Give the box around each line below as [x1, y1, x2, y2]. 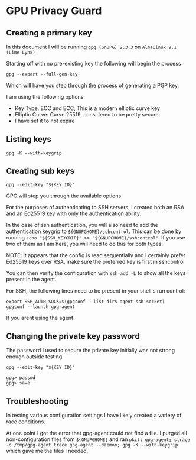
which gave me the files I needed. [6, 448, 89, 455]
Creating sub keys [6, 166, 75, 176]
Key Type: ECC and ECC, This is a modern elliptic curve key [14, 105, 161, 112]
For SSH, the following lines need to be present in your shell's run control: [6, 287, 185, 294]
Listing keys [6, 134, 52, 144]
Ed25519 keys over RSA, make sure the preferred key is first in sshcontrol [6, 258, 185, 265]
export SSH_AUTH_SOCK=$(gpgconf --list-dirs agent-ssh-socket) [6, 299, 165, 304]
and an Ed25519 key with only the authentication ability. [6, 210, 142, 217]
